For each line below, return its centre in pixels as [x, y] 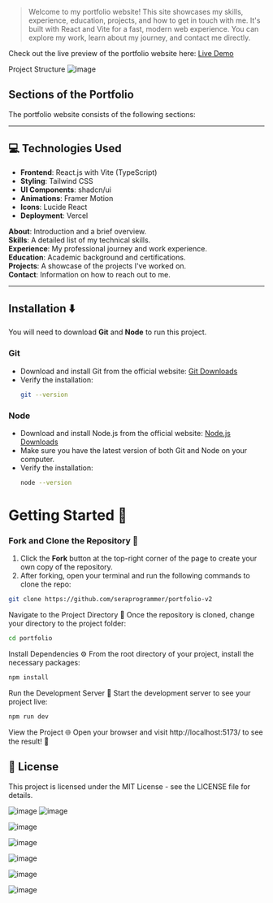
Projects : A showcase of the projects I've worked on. [97, 266]
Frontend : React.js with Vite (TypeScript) [89, 172]
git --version [44, 395]
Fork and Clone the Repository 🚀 [73, 540]
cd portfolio [30, 639]
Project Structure [37, 69]
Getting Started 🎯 [68, 515]
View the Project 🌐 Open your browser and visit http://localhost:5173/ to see [136, 732]
